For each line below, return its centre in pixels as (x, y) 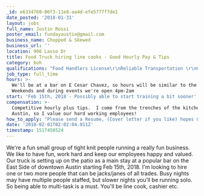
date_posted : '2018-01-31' (40, 18)
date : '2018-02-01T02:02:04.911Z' (50, 125)
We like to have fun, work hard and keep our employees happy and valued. (100, 154)
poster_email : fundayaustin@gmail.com (55, 35)
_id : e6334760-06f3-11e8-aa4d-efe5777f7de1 (62, 12)
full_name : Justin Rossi (38, 29)
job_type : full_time (32, 74)
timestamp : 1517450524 (35, 130)
